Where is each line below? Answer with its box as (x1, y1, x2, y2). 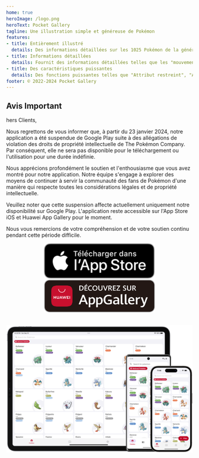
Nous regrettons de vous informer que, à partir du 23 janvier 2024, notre (6, 128, 184, 136)
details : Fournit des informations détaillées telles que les (11, 59, 168, 65)
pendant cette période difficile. (6, 231, 82, 239)
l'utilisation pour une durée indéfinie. (6, 153, 96, 160)
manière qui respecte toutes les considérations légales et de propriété (6, 183, 177, 191)
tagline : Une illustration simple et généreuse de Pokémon (6, 28, 155, 34)
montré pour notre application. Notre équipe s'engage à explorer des (6, 171, 174, 178)
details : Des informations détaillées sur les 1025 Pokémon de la (11, 47, 179, 53)
